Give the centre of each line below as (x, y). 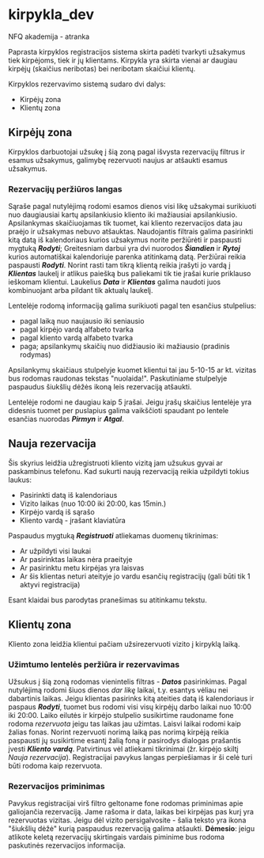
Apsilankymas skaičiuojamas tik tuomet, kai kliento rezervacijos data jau (125, 223)
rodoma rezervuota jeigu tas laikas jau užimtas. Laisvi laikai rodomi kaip (124, 723)
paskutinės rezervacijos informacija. (67, 845)
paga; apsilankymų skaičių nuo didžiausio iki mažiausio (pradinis (125, 347)
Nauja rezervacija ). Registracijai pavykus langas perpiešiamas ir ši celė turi (130, 757)
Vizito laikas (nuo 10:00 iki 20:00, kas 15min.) (93, 503)
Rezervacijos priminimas (57, 786)
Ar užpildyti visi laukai (55, 551)
